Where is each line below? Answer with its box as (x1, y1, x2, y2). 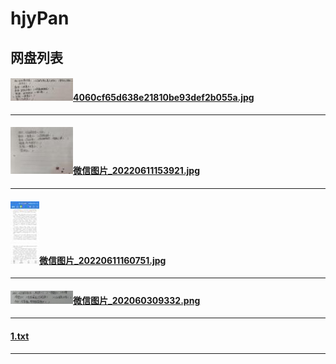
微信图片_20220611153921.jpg (73, 165, 201, 177)
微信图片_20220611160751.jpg (39, 254, 167, 266)
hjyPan (10, 7, 70, 30)
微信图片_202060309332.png (73, 294, 201, 306)
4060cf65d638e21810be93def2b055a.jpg (73, 92, 255, 104)
